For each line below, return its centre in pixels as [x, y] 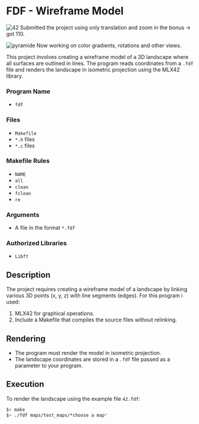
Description [28, 275]
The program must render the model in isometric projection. [88, 353]
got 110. [15, 33]
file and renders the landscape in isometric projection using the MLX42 [93, 69]
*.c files [25, 146]
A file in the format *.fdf [45, 228]
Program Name [28, 91]
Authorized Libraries [37, 243]
